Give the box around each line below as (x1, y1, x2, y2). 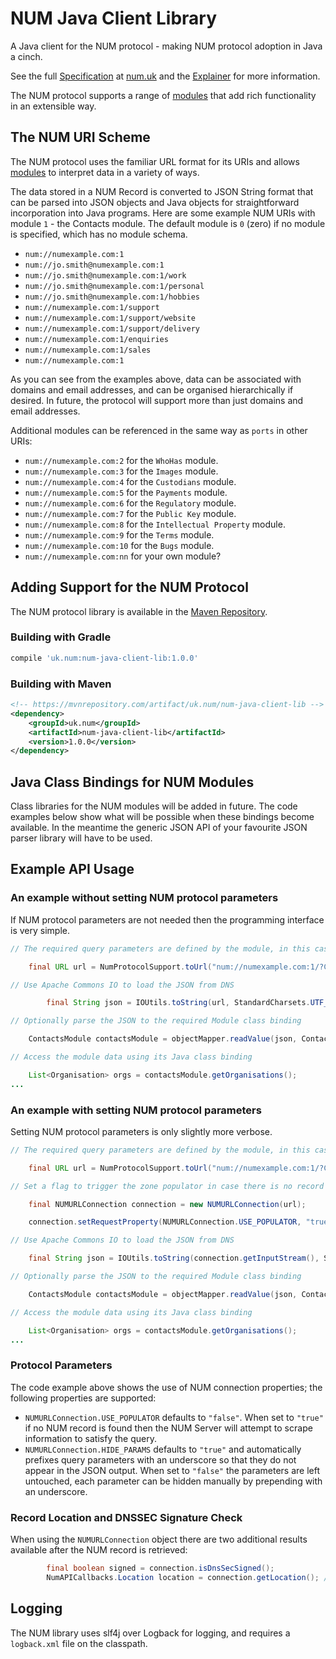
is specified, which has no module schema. (10, 228, 188, 240)
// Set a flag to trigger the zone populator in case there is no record (10, 1181, 325, 1191)
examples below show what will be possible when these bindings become (10, 811, 315, 823)
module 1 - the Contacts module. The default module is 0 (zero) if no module (10, 217, 326, 229)
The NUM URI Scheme (10, 129, 151, 146)
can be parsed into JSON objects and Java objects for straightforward (10, 196, 300, 208)
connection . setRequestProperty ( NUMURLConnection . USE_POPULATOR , (28, 1217, 302, 1227)
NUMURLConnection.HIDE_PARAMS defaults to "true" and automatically (24, 1443, 302, 1455)
